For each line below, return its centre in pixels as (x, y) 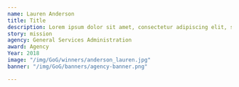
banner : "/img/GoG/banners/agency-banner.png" (78, 66)
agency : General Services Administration (70, 40)
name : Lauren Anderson (41, 14)
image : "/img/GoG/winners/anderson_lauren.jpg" (79, 60)
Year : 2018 (23, 54)
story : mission (30, 34)
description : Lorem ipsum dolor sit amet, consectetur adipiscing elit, (117, 27)
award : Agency (28, 47)
